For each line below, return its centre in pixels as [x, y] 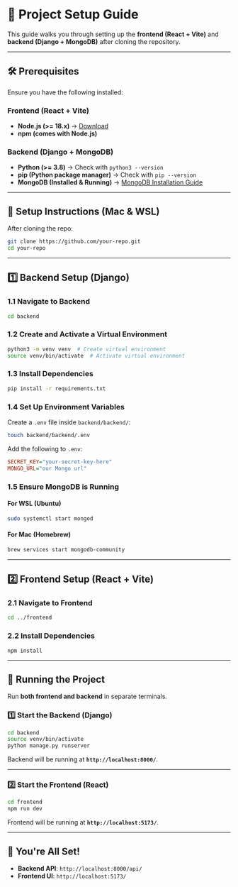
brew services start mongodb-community [66, 549]
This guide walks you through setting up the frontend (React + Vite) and [113, 34]
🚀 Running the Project [56, 679]
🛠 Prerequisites [43, 71]
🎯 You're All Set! [44, 851]
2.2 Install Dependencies [51, 636]
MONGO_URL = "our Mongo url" [47, 468]
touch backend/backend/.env [49, 435]
